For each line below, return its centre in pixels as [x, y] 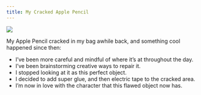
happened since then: [34, 47]
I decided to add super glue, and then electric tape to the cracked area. [105, 79]
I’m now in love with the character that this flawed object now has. [99, 85]
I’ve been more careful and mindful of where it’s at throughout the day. [104, 59]
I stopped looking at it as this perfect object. [71, 72]
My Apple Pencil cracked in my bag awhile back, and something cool [93, 41]
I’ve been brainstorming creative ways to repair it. [78, 66]
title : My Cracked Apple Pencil [47, 12]
